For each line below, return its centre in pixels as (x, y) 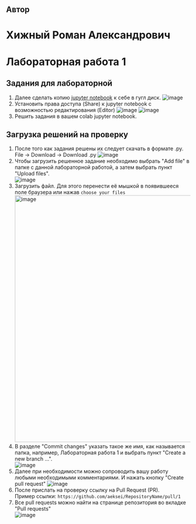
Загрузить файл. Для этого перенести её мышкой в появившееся (97, 186)
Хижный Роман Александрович (88, 35)
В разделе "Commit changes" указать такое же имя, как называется (100, 447)
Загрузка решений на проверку (67, 134)
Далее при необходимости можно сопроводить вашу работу (91, 471)
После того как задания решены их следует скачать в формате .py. (99, 148)
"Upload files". (32, 174)
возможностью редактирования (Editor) (65, 110)
